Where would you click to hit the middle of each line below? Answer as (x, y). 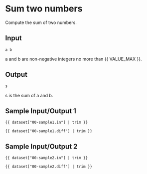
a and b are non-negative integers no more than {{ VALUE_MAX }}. (73, 59)
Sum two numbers (44, 9)
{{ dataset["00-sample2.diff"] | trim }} (49, 167)
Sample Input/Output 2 (41, 146)
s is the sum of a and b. (29, 95)
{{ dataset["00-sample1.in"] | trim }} (47, 123)
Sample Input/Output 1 (41, 111)
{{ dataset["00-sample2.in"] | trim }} (47, 158)
